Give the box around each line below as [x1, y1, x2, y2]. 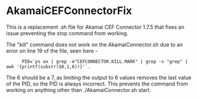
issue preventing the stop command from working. [6, 29, 128, 36]
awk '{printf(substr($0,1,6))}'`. [6, 63, 91, 70]
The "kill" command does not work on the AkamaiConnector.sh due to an [6, 41, 183, 48]
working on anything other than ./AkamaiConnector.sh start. [6, 86, 151, 93]
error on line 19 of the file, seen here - [6, 47, 98, 54]
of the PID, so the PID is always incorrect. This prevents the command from [6, 80, 188, 87]
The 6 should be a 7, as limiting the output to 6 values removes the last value [6, 74, 192, 81]
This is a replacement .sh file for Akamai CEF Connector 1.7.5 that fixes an [6, 23, 185, 30]
